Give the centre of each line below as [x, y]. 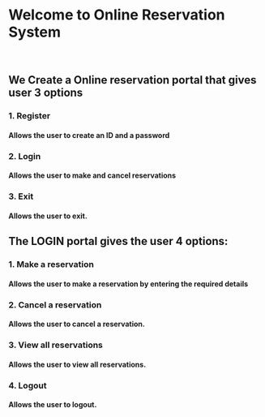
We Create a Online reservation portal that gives [132, 80]
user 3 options [46, 93]
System [35, 32]
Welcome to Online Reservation [117, 15]
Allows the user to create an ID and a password [89, 135]
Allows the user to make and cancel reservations [92, 175]
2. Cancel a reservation [55, 304]
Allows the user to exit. [48, 216]
